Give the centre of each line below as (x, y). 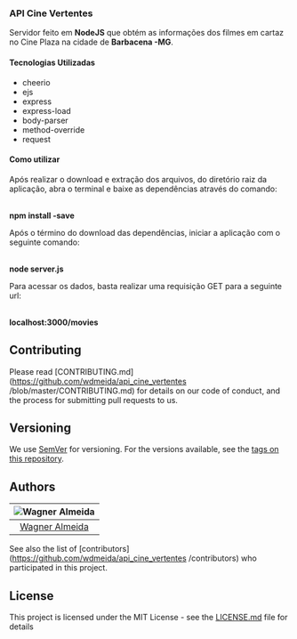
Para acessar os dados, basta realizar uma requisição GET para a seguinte (146, 286)
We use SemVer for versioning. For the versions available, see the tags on (144, 449)
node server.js (36, 269)
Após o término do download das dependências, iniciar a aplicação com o (145, 232)
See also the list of (43, 549)
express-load (46, 110)
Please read (31, 371)
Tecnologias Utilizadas (52, 62)
